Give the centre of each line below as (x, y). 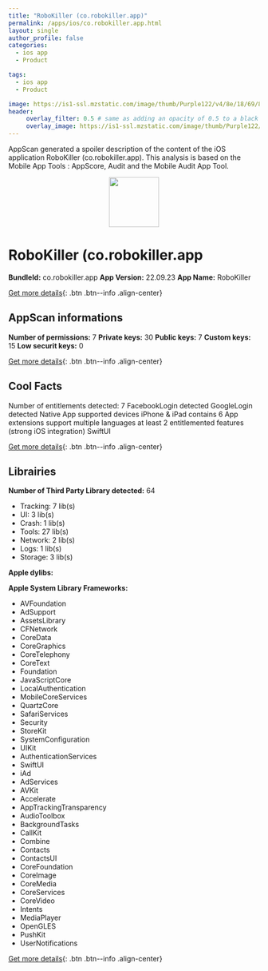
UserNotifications (49, 943)
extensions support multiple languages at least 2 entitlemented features (126, 422)
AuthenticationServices (58, 757)
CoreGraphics (43, 646)
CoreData (35, 638)
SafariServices (44, 714)
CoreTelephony (45, 655)
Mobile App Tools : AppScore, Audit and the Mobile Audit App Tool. (118, 166)
